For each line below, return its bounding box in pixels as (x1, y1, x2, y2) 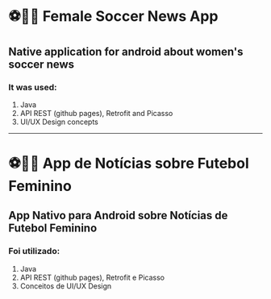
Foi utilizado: (8, 246, 60, 257)
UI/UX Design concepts (19, 117, 98, 127)
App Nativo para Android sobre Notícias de (8, 209, 228, 222)
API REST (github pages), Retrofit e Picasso (19, 272, 165, 282)
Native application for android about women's (8, 44, 244, 58)
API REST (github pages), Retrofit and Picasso (19, 108, 173, 118)
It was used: (8, 81, 57, 93)
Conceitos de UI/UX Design (19, 280, 112, 291)
